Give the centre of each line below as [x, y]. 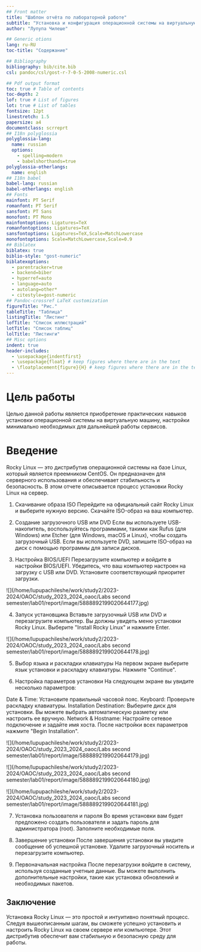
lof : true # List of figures [42, 100]
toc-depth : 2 [22, 94]
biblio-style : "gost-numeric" [44, 256]
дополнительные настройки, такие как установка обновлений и [97, 877]
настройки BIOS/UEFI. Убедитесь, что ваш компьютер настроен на [100, 566]
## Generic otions [29, 40]
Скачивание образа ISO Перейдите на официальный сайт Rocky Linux [104, 504]
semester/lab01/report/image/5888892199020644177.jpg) [78, 602]
